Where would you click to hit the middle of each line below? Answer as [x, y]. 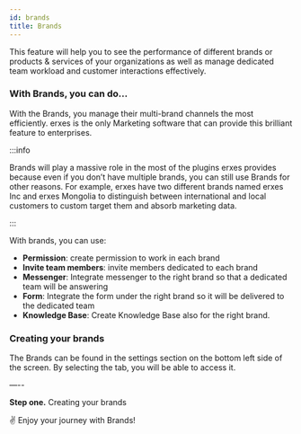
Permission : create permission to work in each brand [121, 258]
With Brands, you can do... [69, 93]
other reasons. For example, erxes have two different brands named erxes [146, 186]
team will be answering [65, 286]
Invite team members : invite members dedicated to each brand [140, 267]
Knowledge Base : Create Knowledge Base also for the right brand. [146, 314]
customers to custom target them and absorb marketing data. [123, 205]
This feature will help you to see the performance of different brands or [141, 51]
